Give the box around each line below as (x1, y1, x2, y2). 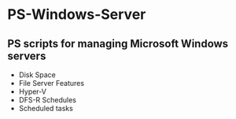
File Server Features (18, 79, 84, 87)
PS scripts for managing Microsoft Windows (7, 37, 229, 50)
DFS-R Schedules (18, 95, 76, 104)
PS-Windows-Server (7, 6, 146, 24)
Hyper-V (18, 87, 46, 96)
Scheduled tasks (18, 104, 74, 113)
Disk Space (18, 70, 57, 80)
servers (7, 49, 46, 62)
